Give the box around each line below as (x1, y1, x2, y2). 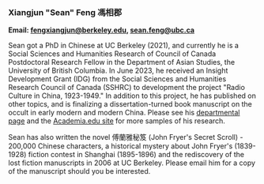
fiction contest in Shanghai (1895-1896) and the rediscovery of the (28, 150, 245, 160)
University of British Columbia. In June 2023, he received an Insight (8, 66, 228, 76)
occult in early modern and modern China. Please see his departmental (8, 108, 240, 118)
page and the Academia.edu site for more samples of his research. (8, 116, 225, 126)
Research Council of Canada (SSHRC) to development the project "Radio (8, 83, 245, 92)
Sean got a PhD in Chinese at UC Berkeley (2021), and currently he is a (8, 41, 239, 51)
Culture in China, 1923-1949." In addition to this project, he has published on (8, 91, 257, 100)
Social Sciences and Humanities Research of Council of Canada (8, 49, 217, 58)
